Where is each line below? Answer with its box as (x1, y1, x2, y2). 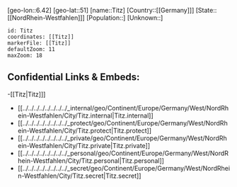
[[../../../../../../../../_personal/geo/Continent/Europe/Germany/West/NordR (17, 149, 229, 157)
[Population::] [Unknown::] (86, 13, 163, 22)
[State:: (195, 6, 217, 14)
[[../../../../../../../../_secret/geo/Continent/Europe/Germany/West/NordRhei (17, 164, 231, 172)
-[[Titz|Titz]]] (7, 90, 46, 98)
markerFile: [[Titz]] (7, 40, 71, 47)
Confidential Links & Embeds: (7, 71, 140, 84)
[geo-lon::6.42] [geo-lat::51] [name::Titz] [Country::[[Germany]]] (7, 6, 195, 14)
